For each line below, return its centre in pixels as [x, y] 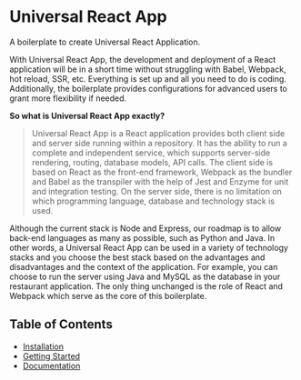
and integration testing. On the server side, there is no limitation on [156, 191]
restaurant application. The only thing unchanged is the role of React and [146, 286]
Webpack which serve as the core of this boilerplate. [108, 295]
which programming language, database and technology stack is [153, 201]
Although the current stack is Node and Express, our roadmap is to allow [145, 228]
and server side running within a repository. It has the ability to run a [160, 143]
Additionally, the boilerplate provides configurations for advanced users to [149, 88]
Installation [43, 346]
